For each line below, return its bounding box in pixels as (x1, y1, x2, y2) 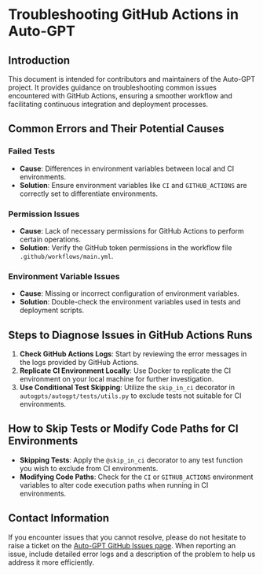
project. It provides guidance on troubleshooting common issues (8, 83, 217, 92)
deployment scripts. (19, 305, 85, 315)
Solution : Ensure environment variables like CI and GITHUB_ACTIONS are (19, 180, 247, 190)
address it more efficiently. (8, 557, 95, 567)
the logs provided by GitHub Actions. (19, 358, 140, 367)
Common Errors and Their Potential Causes (8, 122, 225, 135)
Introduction (8, 53, 71, 67)
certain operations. (19, 234, 81, 244)
